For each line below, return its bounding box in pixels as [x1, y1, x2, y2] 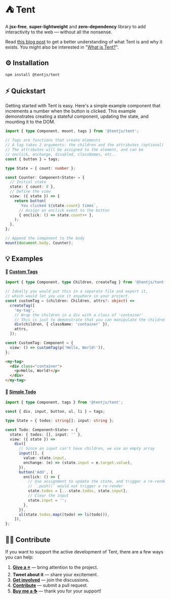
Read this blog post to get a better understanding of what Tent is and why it [5, 38, 163, 45]
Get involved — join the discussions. [12, 577, 90, 583]
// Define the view [10, 189, 51, 194]
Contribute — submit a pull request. [12, 582, 88, 588]
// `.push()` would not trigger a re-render [27, 484, 123, 489]
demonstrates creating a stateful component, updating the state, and [5, 113, 149, 119]
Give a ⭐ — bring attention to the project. [12, 564, 99, 571]
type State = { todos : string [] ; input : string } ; [5, 418, 114, 423]
